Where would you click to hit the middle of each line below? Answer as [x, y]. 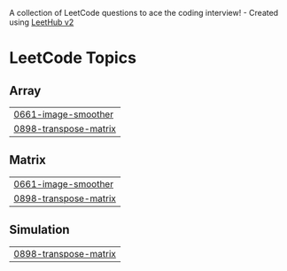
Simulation [39, 230]
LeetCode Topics [73, 58]
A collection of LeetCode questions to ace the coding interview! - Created [144, 13]
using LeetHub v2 [42, 22]
